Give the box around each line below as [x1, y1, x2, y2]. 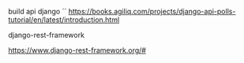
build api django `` [8, 7, 67, 16]
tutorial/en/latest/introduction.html [8, 15, 120, 24]
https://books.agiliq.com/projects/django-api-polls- [68, 7, 236, 16]
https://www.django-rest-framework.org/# [8, 46, 146, 54]
